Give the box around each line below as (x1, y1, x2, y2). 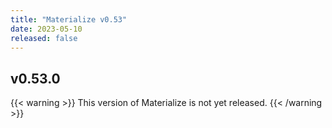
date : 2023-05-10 (10, 24, 83, 34)
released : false (10, 33, 78, 43)
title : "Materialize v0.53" (10, 14, 128, 25)
